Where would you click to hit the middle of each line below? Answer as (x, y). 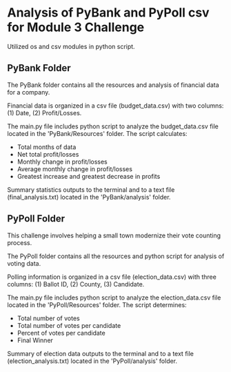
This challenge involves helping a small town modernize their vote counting (114, 235)
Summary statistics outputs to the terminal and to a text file (91, 189)
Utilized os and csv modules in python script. (71, 46)
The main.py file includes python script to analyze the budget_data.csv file (113, 126)
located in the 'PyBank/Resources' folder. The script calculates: (97, 133)
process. (20, 242)
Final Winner (35, 340)
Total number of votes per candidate (69, 325)
